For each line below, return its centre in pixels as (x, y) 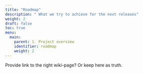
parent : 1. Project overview (44, 42)
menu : (11, 33)
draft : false (19, 23)
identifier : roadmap (35, 46)
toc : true (15, 28)
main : (15, 37)
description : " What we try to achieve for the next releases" (72, 14)
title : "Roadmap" (23, 10)
